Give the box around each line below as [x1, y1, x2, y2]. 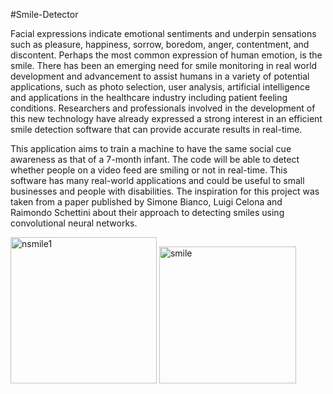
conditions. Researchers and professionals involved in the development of [10, 102, 316, 114]
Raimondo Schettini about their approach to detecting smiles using [10, 207, 285, 218]
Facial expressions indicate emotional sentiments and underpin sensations [10, 28, 317, 39]
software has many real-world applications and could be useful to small [10, 175, 305, 186]
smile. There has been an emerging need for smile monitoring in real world [10, 60, 318, 71]
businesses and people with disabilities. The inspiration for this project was [10, 185, 320, 197]
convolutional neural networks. [10, 217, 138, 229]
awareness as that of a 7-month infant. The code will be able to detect [10, 154, 300, 165]
